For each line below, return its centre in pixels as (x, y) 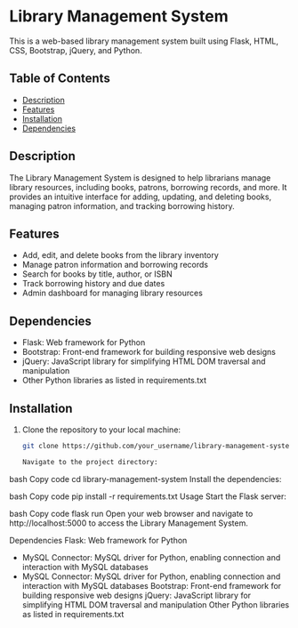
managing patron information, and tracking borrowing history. (122, 205)
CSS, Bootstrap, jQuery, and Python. (76, 50)
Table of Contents (60, 79)
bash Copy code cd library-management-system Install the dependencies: (145, 479)
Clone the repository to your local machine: (101, 430)
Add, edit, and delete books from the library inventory (121, 255)
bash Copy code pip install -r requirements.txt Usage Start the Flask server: (148, 496)
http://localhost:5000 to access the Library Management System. (129, 523)
